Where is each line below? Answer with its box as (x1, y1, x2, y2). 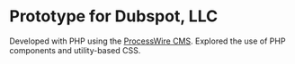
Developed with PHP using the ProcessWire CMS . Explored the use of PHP (9, 36, 286, 46)
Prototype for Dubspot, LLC (9, 6, 219, 27)
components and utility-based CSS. (9, 44, 141, 55)
